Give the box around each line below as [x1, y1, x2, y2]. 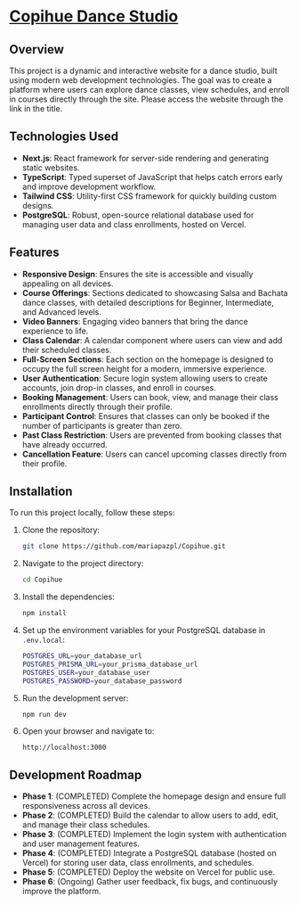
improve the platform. [21, 885, 101, 897]
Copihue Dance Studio [9, 6, 179, 27]
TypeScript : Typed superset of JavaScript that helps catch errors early [21, 171, 283, 182]
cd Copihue [21, 575, 63, 585]
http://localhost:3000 [21, 743, 107, 753]
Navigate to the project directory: [21, 558, 144, 569]
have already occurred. [21, 439, 109, 449]
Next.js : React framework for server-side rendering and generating [21, 152, 270, 163]
